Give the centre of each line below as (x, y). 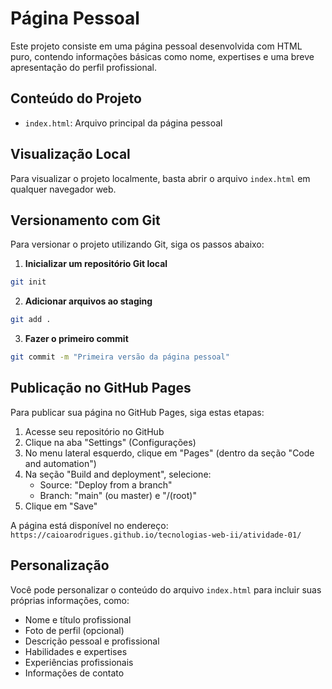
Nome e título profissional (78, 619)
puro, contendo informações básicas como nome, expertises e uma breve (162, 56)
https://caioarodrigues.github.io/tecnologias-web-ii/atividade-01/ (156, 535)
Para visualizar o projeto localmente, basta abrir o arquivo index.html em (160, 178)
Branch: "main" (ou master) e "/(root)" (118, 495)
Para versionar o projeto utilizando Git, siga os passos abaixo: (137, 244)
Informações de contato (74, 673)
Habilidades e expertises (76, 651)
